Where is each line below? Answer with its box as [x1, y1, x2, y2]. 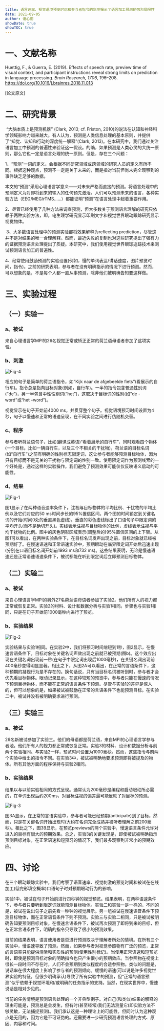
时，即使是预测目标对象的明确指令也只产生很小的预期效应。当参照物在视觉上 [5, 955, 159, 961]
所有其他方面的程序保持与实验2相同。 [13, 761, 89, 767]
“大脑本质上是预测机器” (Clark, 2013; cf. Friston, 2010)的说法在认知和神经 [6, 126, 153, 132]
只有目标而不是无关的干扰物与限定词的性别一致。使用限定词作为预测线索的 [5, 457, 155, 463]
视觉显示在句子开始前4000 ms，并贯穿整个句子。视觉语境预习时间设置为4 [5, 407, 155, 413]
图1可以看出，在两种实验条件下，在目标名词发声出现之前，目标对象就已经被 [5, 535, 157, 541]
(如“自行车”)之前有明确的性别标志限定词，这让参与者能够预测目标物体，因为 [5, 451, 158, 457]
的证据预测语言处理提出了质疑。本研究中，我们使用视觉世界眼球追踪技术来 [5, 241, 155, 247]
